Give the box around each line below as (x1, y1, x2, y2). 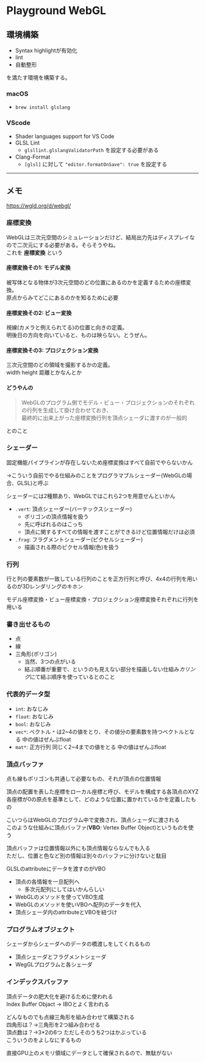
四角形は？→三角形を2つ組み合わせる (6, 1020, 101, 1028)
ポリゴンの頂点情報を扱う (24, 513, 89, 520)
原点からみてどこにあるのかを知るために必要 (6, 294, 119, 301)
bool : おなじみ (15, 720, 51, 728)
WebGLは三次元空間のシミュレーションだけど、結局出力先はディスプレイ (6, 233, 190, 241)
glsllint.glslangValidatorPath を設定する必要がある (24, 146, 159, 153)
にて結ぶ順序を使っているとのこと (29, 673, 115, 681)
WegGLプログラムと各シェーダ (15, 961, 93, 968)
